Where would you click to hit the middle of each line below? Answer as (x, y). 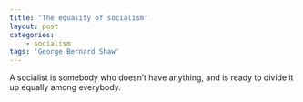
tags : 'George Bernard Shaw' (65, 52)
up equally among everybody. (65, 87)
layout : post (34, 26)
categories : (32, 35)
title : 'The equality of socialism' (79, 18)
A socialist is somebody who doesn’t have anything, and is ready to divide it (151, 77)
